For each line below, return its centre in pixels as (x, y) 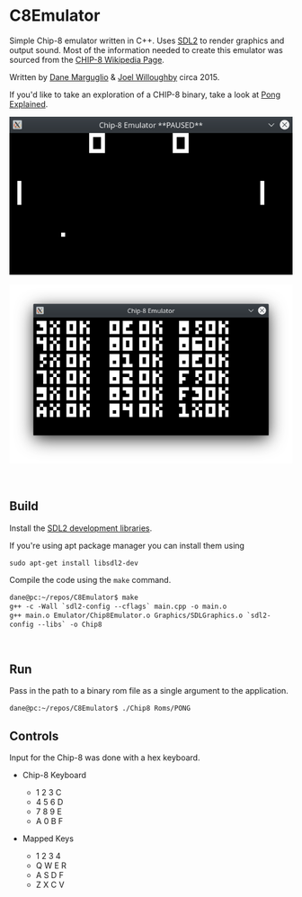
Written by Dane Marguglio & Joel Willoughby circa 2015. (115, 76)
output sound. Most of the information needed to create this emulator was (146, 49)
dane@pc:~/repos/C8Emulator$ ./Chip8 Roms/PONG (100, 709)
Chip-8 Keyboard (54, 776)
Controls (34, 736)
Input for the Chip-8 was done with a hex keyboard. (105, 758)
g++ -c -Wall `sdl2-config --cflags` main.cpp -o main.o (118, 606)
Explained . (29, 103)
